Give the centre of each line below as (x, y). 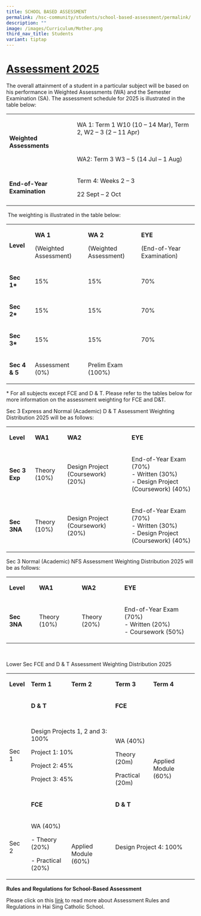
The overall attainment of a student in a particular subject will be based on (98, 86)
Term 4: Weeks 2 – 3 (106, 181)
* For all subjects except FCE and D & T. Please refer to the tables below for (99, 393)
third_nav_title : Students (40, 34)
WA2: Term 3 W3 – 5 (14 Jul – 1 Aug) (130, 159)
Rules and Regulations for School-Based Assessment (74, 888)
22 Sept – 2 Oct (99, 194)
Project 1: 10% (52, 752)
